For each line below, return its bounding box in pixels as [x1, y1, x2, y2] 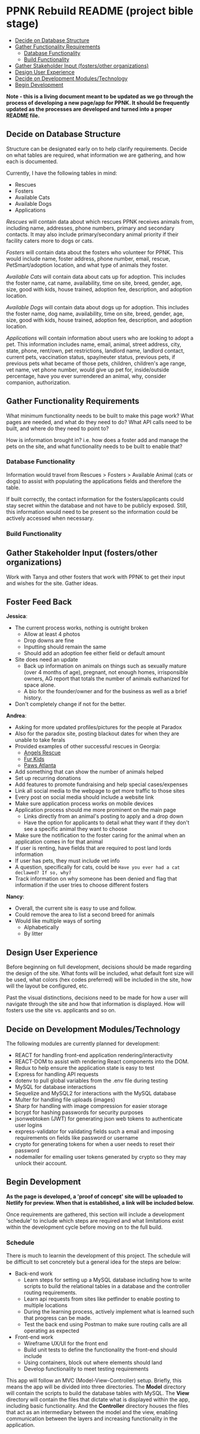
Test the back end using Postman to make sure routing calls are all [23, 1321, 187, 1328]
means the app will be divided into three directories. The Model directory [6, 1383, 186, 1390]
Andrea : [6, 712, 27, 719]
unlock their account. [14, 1159, 67, 1167]
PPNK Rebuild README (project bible [6, 4, 194, 18]
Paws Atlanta [23, 762, 57, 769]
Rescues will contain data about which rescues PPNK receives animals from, [6, 218, 195, 225]
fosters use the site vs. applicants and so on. [6, 1007, 116, 1014]
